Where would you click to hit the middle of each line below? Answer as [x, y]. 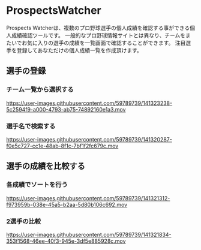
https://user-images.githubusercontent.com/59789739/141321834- [89, 234]
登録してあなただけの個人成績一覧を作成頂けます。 [79, 50]
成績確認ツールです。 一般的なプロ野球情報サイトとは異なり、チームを [98, 35]
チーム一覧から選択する [40, 89]
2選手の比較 [24, 221]
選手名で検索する [31, 126]
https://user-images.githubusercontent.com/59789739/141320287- [89, 139]
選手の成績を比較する [46, 166]
